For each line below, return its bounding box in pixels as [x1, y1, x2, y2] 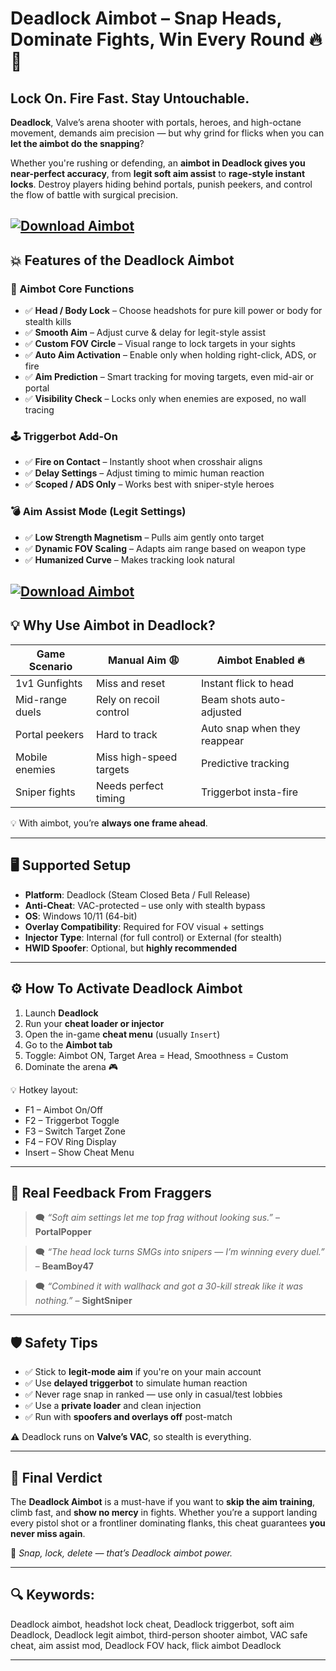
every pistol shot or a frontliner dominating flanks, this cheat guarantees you [10, 1517, 326, 1529]
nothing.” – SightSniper [34, 1295, 133, 1307]
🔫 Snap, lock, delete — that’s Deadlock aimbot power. [10, 1547, 233, 1559]
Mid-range [15, 692, 68, 706]
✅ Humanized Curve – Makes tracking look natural [24, 553, 236, 566]
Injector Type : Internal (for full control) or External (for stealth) [24, 931, 283, 943]
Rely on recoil [95, 692, 160, 706]
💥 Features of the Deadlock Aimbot [10, 252, 235, 269]
